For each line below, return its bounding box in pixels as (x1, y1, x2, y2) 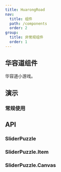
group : (5, 30, 19, 35)
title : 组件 (9, 16, 33, 21)
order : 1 (9, 40, 28, 44)
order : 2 (9, 26, 28, 31)
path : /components (9, 21, 48, 26)
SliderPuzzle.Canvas (5, 162, 56, 169)
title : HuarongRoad (5, 7, 45, 12)
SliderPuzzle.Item (5, 149, 49, 156)
